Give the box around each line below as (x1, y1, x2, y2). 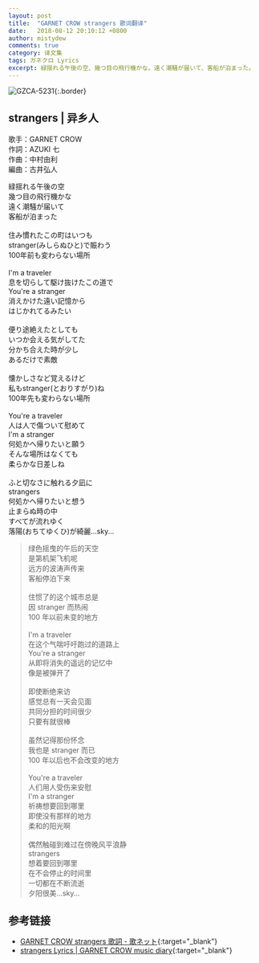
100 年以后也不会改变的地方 (27, 755, 120, 765)
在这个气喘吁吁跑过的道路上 (27, 639, 120, 649)
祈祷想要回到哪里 (27, 801, 85, 810)
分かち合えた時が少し (8, 345, 79, 354)
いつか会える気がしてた (8, 334, 86, 344)
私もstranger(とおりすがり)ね (8, 383, 105, 393)
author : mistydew (8, 34, 67, 43)
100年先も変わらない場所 (8, 393, 91, 402)
